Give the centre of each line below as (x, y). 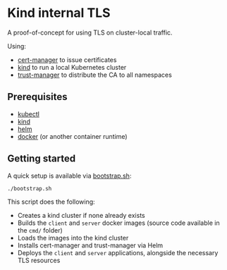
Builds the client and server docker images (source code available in (118, 223)
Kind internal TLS (59, 13)
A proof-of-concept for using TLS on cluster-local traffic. (90, 32)
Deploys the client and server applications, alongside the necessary (118, 253)
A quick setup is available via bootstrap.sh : (69, 176)
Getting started (42, 159)
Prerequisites (37, 97)
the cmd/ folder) (40, 231)
